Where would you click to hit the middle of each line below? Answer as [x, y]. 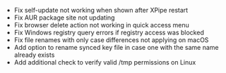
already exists [34, 55]
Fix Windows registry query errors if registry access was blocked [109, 32]
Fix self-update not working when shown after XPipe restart [101, 10]
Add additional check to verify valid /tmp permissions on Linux [105, 62]
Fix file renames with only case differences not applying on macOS [111, 40]
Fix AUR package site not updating [64, 18]
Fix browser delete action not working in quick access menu [101, 25]
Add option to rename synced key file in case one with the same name [116, 47]
